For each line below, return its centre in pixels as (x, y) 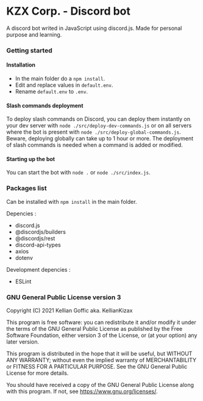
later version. (23, 342)
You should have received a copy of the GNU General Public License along (100, 385)
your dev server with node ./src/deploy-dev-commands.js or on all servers (99, 126)
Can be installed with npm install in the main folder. (72, 201)
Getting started (30, 50)
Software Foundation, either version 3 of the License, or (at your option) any (102, 335)
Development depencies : (38, 269)
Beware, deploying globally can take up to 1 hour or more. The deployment (100, 139)
